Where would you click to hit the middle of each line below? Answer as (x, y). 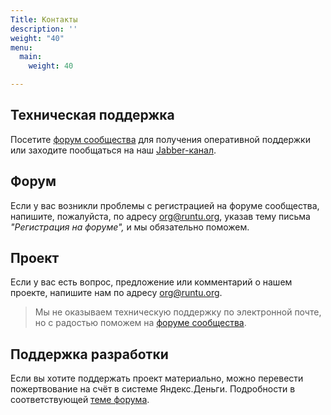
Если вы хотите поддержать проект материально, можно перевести (157, 378)
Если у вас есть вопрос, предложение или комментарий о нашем (151, 282)
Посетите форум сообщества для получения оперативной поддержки (160, 139)
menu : (21, 47)
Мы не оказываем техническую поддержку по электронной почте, (178, 312)
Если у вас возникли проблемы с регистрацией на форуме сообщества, (165, 205)
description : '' (44, 29)
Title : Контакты (44, 19)
